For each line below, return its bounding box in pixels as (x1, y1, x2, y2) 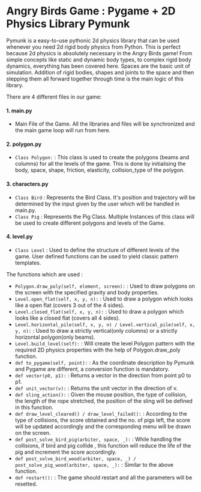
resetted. (14, 480, 38, 487)
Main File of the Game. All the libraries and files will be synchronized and (14, 120, 195, 127)
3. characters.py (6, 180, 49, 187)
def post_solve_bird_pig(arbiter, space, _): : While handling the (14, 436, 182, 443)
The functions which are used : (6, 270, 83, 278)
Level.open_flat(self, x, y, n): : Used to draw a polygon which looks (14, 295, 193, 302)
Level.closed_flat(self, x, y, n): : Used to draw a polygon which (14, 308, 184, 315)
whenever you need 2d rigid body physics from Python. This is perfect (6, 43, 181, 50)
